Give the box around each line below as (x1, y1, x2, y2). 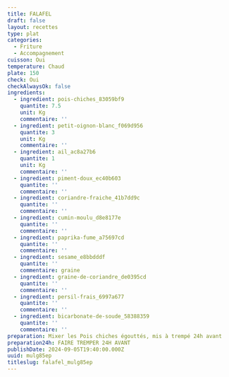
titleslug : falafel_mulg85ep (7, 359, 93, 366)
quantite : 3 (20, 129, 55, 136)
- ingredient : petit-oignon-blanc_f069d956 (13, 122, 143, 129)
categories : (7, 37, 42, 44)
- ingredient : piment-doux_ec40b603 (13, 175, 121, 182)
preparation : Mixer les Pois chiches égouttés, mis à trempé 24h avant (7, 332, 222, 340)
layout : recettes (7, 23, 58, 30)
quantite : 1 (20, 155, 55, 163)
